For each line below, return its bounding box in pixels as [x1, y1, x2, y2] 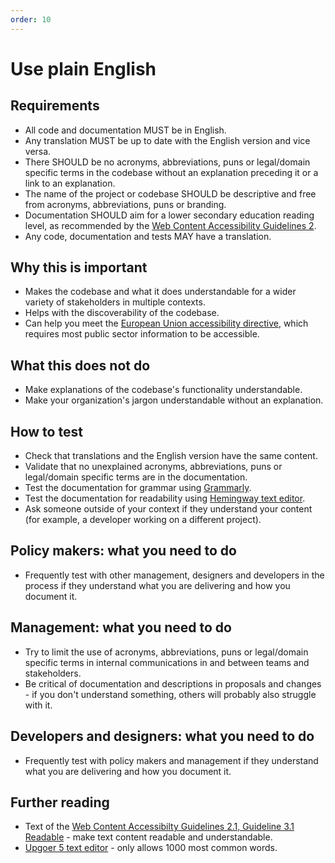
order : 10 [10, 14, 52, 25]
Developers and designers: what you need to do [10, 728, 315, 745]
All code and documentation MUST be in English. [24, 124, 227, 136]
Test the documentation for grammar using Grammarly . [24, 482, 252, 494]
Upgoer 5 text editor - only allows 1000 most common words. [24, 842, 278, 854]
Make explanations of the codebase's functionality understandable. [24, 384, 303, 396]
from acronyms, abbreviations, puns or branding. [24, 198, 227, 210]
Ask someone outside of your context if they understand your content [24, 503, 313, 515]
